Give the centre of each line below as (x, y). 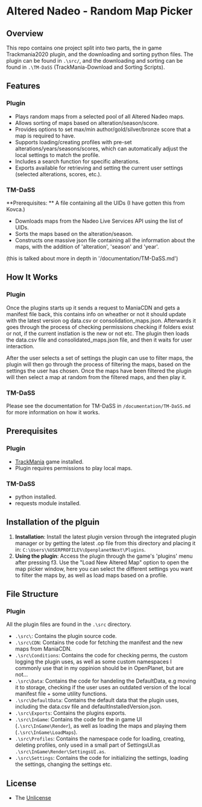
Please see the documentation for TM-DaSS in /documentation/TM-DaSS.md (99, 406)
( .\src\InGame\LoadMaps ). (46, 732)
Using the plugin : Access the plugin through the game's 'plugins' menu (104, 556)
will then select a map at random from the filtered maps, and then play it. (96, 377)
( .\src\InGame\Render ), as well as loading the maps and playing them (101, 726)
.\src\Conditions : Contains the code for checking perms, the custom (101, 655)
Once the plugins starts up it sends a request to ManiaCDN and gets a (93, 308)
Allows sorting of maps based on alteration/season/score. (87, 123)
